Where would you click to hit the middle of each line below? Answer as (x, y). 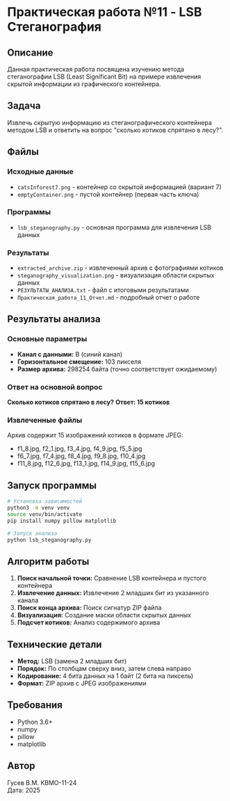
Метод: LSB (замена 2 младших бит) (72, 661)
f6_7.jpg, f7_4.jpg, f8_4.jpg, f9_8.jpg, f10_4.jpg (81, 456)
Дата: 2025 (24, 790)
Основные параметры (47, 339)
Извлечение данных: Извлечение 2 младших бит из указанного (113, 593)
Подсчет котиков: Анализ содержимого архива (89, 622)
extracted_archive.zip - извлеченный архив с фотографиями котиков (120, 268)
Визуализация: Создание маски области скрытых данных (104, 615)
